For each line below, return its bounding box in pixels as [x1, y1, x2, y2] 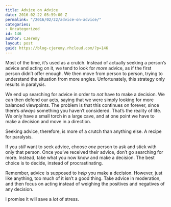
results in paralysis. [5, 81, 46, 87]
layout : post [5, 41, 33, 46]
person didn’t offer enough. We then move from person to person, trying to [5, 70, 163, 77]
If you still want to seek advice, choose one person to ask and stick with [5, 144, 157, 150]
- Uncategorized [5, 27, 40, 32]
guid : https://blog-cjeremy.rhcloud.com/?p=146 [5, 45, 109, 51]
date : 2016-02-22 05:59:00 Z [5, 12, 67, 17]
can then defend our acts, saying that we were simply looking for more [5, 97, 154, 103]
